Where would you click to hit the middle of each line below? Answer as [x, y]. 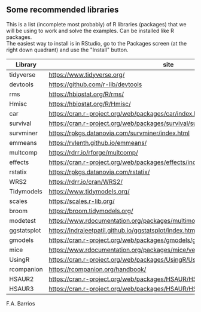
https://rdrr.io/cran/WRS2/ [86, 181]
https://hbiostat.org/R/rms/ [86, 94]
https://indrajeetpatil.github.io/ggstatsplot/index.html [123, 230]
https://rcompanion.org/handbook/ [98, 269]
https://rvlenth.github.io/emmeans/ [98, 143]
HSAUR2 [22, 279]
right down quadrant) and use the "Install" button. [67, 50]
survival [20, 123]
